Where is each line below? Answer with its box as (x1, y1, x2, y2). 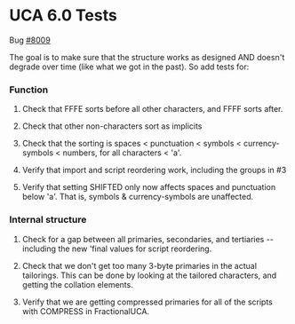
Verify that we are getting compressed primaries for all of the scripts (21, 296, 274, 307)
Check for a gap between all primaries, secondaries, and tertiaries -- (21, 233, 274, 244)
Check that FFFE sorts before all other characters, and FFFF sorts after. (21, 104, 283, 115)
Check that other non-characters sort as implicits (21, 121, 203, 131)
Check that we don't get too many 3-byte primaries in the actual (21, 260, 258, 271)
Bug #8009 (9, 35, 51, 45)
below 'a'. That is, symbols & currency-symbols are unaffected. (21, 192, 254, 202)
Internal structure (9, 214, 87, 226)
